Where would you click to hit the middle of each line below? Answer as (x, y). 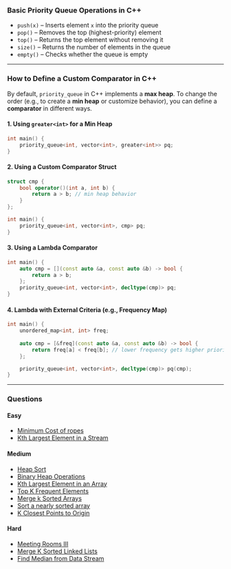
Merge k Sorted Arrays (49, 498)
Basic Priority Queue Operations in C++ (74, 10)
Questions (25, 399)
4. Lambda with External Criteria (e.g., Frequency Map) (87, 310)
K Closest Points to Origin (53, 513)
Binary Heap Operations (51, 476)
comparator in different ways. (50, 108)
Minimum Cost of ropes (50, 431)
